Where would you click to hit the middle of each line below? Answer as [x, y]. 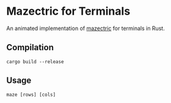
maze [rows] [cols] [31, 94]
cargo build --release [35, 62]
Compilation [30, 48]
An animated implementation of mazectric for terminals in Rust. [85, 28]
